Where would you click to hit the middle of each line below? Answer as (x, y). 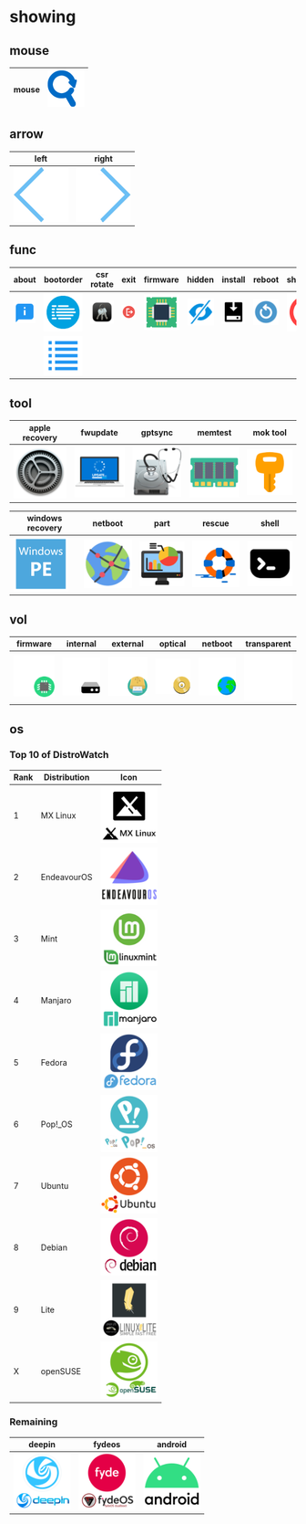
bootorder (64, 279)
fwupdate (99, 433)
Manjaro (56, 1001)
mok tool (270, 433)
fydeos (107, 1445)
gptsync (157, 433)
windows (45, 519)
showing (43, 17)
